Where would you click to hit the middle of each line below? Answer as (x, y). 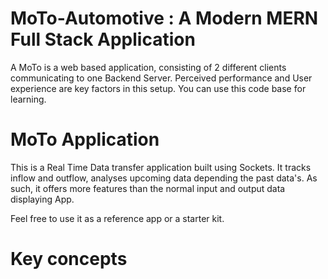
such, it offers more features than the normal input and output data (148, 188)
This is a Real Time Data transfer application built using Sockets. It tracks (161, 167)
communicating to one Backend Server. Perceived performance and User (161, 78)
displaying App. (42, 199)
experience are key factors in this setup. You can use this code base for (158, 88)
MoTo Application (85, 139)
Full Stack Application (103, 39)
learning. (28, 99)
